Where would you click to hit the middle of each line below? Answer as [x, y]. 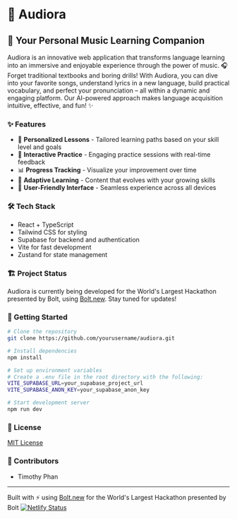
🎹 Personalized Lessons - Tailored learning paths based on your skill [118, 140]
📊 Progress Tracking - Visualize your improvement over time [107, 170]
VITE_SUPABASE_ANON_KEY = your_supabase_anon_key [79, 390]
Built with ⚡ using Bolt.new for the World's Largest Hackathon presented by [117, 497]
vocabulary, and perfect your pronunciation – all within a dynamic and [109, 90]
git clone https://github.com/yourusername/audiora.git [91, 338]
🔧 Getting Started [38, 317]
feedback [31, 162]
